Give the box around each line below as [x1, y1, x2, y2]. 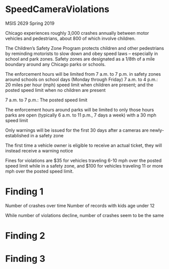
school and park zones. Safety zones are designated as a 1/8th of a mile [5, 56, 155, 62]
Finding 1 [5, 186, 44, 197]
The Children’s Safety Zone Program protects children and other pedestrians [5, 45, 164, 51]
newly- [149, 127, 164, 133]
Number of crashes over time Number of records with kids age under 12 [5, 202, 155, 208]
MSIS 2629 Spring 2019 [5, 20, 54, 26]
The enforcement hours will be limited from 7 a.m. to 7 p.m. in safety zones [5, 71, 161, 77]
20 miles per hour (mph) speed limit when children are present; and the [5, 82, 154, 88]
